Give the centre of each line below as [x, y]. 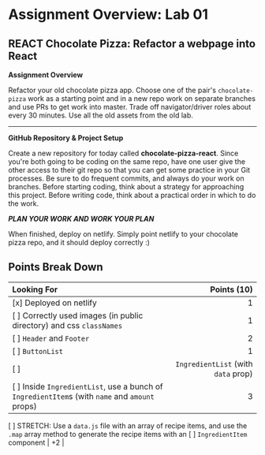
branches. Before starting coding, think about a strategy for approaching [126, 186]
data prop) [233, 374]
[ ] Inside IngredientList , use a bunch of [88, 386]
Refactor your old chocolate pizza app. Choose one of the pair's [112, 90]
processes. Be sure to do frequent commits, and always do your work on [126, 178]
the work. [24, 203]
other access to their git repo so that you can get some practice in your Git [129, 170]
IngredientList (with [214, 364]
